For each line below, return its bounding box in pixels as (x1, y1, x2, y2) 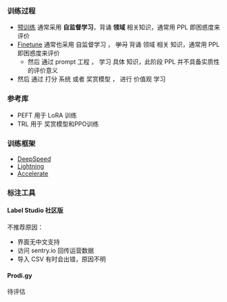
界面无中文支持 (17, 238, 60, 246)
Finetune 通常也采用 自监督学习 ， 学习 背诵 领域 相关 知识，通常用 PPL (17, 40, 220, 49)
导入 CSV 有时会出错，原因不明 (17, 255, 106, 263)
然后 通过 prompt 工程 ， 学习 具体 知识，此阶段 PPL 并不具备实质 (27, 57, 214, 66)
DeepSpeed (17, 154, 52, 163)
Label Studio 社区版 (7, 206, 63, 215)
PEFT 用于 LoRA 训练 (17, 111, 77, 119)
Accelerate (17, 169, 48, 178)
